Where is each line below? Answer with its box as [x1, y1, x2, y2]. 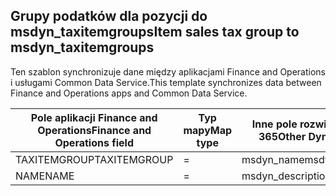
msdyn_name [241, 152, 305, 166]
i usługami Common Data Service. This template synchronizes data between [10, 76, 322, 88]
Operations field [54, 135, 134, 149]
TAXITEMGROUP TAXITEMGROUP [15, 152, 174, 166]
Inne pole [251, 117, 298, 131]
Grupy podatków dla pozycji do [10, 8, 208, 25]
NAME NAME [15, 169, 75, 183]
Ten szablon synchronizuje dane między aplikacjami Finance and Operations [10, 65, 326, 78]
